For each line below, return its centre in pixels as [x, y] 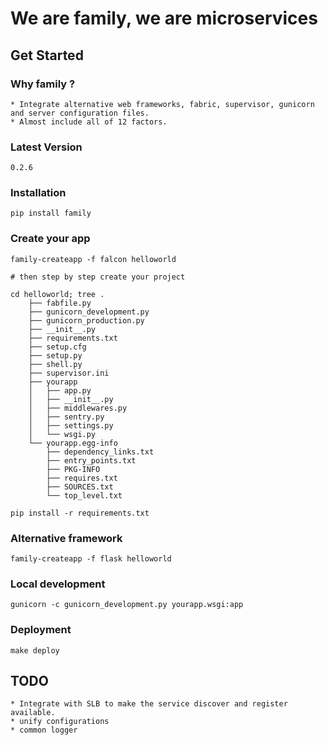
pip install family [51, 213]
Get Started [47, 55]
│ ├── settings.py [71, 425]
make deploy [35, 650]
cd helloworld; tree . [57, 294]
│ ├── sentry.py [66, 417]
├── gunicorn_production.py [86, 320]
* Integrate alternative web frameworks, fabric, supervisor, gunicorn [162, 104]
